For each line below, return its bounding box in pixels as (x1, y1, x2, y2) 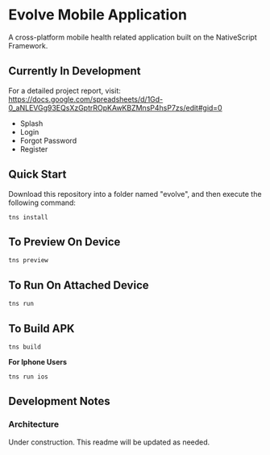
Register (19, 144, 48, 154)
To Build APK (8, 321, 75, 336)
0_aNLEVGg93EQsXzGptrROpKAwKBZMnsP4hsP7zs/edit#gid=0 (8, 102, 223, 112)
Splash (19, 119, 44, 128)
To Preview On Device (8, 235, 121, 248)
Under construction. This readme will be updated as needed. (8, 437, 210, 447)
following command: (8, 198, 77, 207)
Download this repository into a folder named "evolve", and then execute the (8, 189, 262, 198)
